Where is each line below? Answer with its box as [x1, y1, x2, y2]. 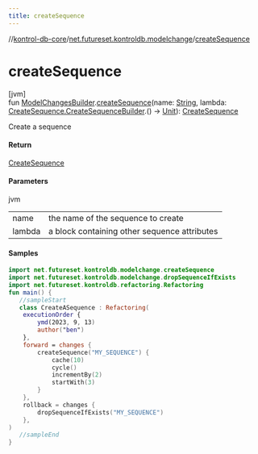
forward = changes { [23, 340, 92, 349]
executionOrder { [23, 311, 81, 319]
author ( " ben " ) [37, 326, 85, 335]
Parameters [8, 177, 48, 186]
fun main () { [8, 288, 52, 297]
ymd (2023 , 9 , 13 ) [37, 319, 95, 327]
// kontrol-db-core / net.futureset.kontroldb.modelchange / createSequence [8, 34, 250, 44]
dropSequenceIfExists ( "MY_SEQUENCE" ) [37, 408, 164, 416]
